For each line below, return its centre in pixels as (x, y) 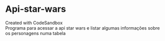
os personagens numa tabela (36, 33)
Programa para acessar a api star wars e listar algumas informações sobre (82, 28)
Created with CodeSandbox (34, 23)
